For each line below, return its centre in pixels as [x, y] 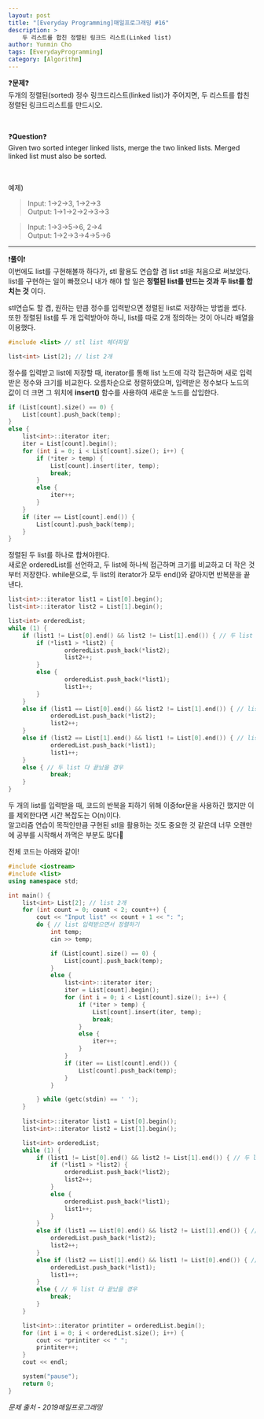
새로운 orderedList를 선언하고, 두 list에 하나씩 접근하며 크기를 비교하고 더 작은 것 [132, 565]
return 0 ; [38, 1384]
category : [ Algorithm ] [45, 60]
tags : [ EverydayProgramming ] [56, 52]
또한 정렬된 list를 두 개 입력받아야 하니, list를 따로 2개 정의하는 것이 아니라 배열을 [131, 317]
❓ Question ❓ [27, 136]
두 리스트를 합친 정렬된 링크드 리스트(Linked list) [97, 37]
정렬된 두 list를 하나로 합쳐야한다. [59, 555]
